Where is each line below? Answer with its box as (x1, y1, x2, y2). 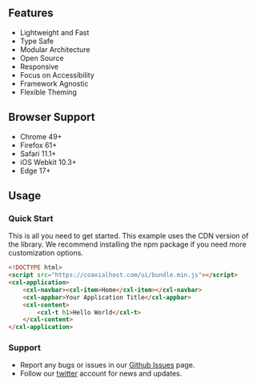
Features (8, 6, 54, 20)
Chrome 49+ (19, 131, 62, 141)
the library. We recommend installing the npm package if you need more (8, 239, 247, 249)
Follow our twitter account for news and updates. (19, 368, 183, 379)
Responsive (19, 62, 58, 71)
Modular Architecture (19, 44, 90, 54)
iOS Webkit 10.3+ (19, 157, 77, 167)
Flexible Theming (19, 87, 78, 97)
